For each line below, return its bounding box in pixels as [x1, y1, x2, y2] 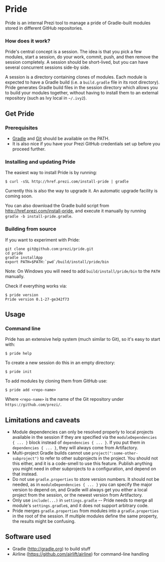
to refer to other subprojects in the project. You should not [40, 455, 158, 461]
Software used [5, 533, 51, 541]
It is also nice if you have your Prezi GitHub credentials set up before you [12, 140, 161, 146]
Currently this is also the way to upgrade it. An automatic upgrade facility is [5, 188, 158, 194]
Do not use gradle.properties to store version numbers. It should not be [12, 476, 160, 482]
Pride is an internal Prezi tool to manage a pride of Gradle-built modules [5, 20, 151, 26]
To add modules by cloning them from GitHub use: [5, 378, 107, 384]
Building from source [5, 226, 57, 233]
